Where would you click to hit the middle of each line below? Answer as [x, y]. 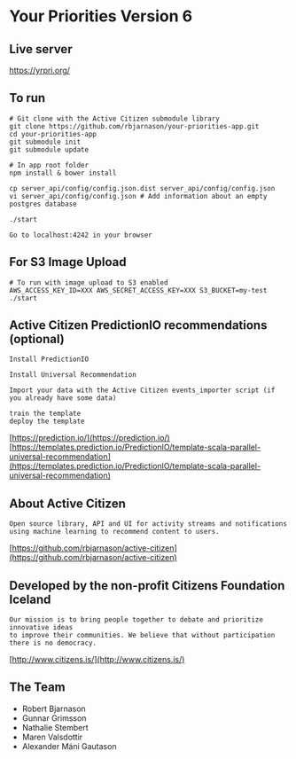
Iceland [30, 599]
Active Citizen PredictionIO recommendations [138, 325]
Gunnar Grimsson [54, 718]
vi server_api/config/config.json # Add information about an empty [138, 196]
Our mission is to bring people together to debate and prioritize [136, 620]
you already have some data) [63, 398]
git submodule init [45, 142]
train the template [45, 414]
